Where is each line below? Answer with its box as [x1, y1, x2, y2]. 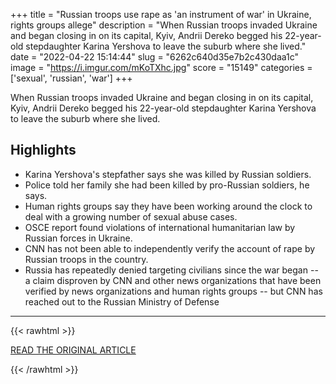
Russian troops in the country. [24, 253, 149, 265]
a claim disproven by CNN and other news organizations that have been [24, 274, 322, 286]
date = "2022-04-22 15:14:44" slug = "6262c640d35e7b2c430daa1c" [10, 51, 300, 63]
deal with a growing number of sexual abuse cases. [24, 210, 238, 223]
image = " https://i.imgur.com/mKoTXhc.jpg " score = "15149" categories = [10, 62, 313, 73]
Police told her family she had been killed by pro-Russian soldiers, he [24, 179, 310, 191]
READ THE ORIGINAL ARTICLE [10, 344, 137, 356]
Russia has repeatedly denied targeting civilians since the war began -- [24, 264, 319, 276]
